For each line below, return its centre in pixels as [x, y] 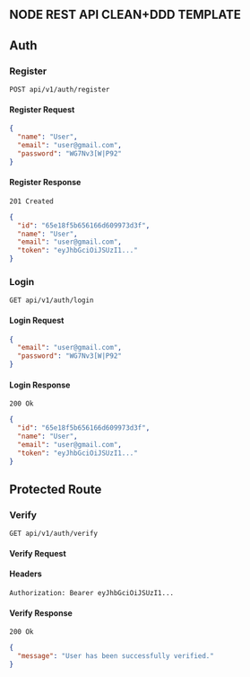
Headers [26, 574]
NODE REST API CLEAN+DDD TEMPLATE [125, 15]
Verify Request [38, 553]
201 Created [31, 201]
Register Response [45, 183]
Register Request [42, 109]
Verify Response [41, 613]
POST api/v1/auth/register [60, 90]
